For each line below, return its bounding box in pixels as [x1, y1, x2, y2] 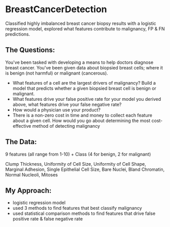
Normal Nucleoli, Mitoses [5, 171, 58, 178]
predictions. [5, 31, 30, 37]
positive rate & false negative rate [12, 216, 83, 222]
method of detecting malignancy [32, 123, 100, 129]
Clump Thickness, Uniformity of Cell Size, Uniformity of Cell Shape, [5, 161, 146, 167]
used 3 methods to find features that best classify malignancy [12, 205, 142, 211]
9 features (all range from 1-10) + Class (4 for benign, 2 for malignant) [5, 151, 151, 157]
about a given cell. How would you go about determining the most [12, 118, 151, 124]
